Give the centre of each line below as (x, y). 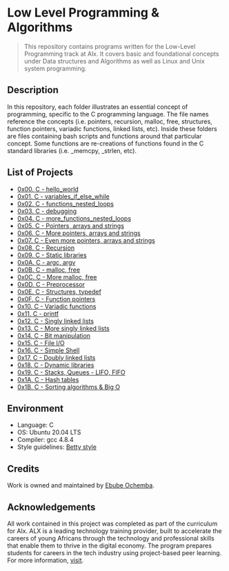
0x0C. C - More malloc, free (57, 277)
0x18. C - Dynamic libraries (56, 365)
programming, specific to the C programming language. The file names (108, 114)
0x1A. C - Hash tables (48, 379)
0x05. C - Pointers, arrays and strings (70, 226)
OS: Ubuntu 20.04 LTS (49, 432)
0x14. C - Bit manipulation (54, 335)
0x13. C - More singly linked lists (63, 328)
